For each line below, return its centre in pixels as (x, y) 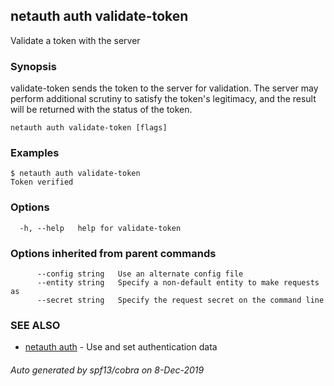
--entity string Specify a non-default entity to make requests (178, 283)
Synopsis (33, 66)
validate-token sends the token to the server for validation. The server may (164, 88)
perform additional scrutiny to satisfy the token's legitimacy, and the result (163, 99)
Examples (35, 153)
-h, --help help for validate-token (100, 228)
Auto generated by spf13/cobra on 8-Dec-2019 (107, 370)
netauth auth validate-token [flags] (89, 128)
